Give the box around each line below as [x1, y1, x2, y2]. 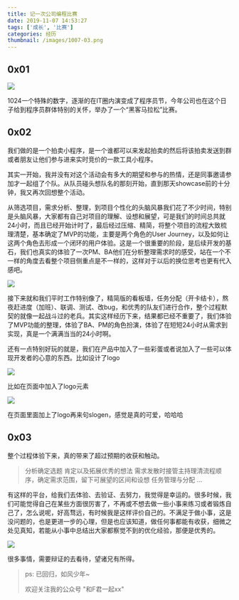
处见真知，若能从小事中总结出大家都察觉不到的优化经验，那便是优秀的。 [7, 526, 219, 535]
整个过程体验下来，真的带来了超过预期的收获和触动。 [7, 451, 164, 460]
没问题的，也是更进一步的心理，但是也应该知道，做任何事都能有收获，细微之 [7, 517, 232, 525]
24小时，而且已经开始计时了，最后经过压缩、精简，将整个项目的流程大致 [7, 221, 221, 229]
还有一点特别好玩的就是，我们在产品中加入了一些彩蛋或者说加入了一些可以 [7, 344, 225, 353]
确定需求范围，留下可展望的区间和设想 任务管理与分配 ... [37, 475, 203, 484]
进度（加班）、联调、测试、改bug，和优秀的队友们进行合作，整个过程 [19, 302, 222, 311]
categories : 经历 [7, 30, 57, 38]
